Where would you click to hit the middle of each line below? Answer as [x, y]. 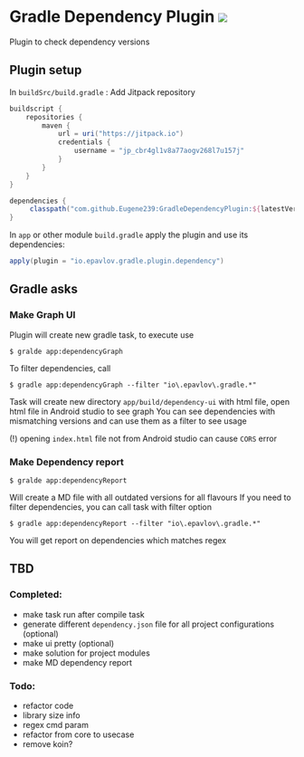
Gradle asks [44, 289]
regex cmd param [55, 724]
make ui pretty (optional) [68, 643]
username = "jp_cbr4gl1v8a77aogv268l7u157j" [159, 151]
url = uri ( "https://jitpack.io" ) [120, 134]
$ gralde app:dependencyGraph [66, 351]
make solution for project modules [86, 653]
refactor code [48, 705]
